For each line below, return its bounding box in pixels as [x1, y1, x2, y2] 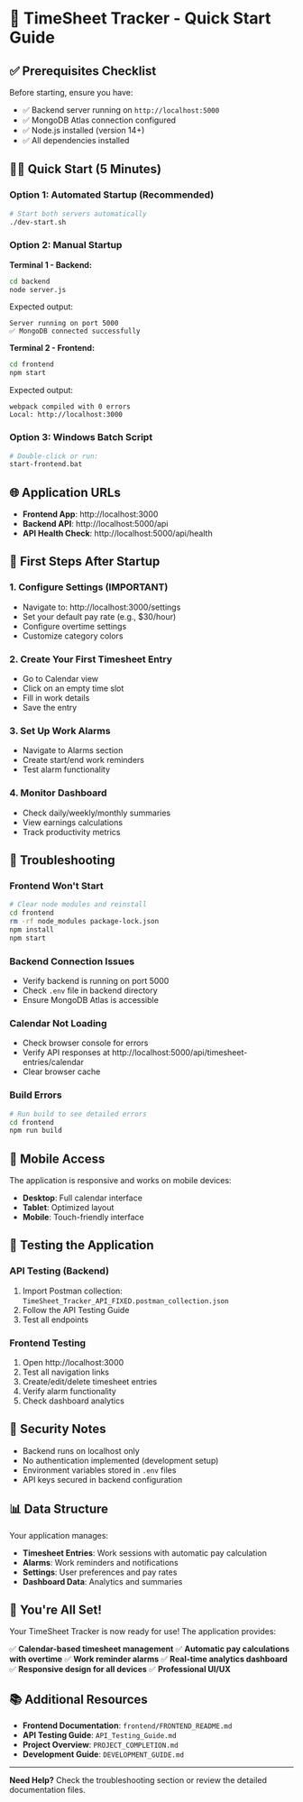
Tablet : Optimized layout [22, 1202, 115, 1213]
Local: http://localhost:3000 [9, 410, 124, 419]
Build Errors [9, 1089, 62, 1101]
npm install [9, 924, 54, 934]
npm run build [9, 1126, 63, 1135]
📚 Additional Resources [9, 1691, 149, 1707]
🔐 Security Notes [9, 1421, 106, 1437]
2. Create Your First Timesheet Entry [9, 653, 173, 666]
